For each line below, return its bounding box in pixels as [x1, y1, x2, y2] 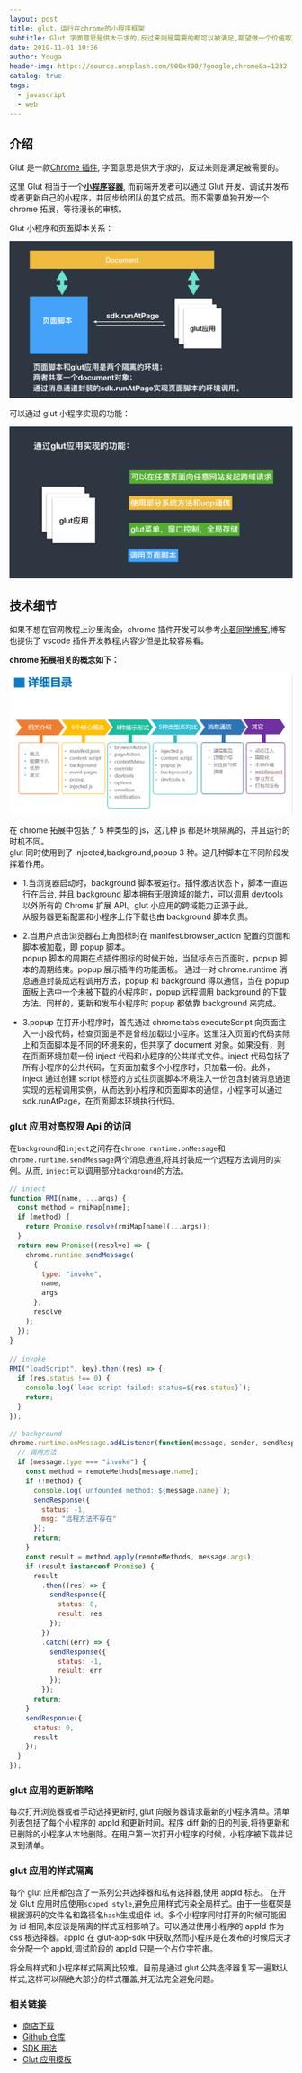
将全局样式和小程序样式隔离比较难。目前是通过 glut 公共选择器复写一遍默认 [9, 1961, 288, 1973]
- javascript [17, 90, 67, 99]
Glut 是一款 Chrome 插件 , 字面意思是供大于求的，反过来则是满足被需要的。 [9, 162, 283, 173]
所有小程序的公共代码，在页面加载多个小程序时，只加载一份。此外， [22, 1062, 275, 1073]
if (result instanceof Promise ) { [25, 1561, 155, 1571]
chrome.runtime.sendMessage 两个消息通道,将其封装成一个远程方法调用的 [9, 1154, 274, 1165]
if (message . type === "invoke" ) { [17, 1458, 147, 1467]
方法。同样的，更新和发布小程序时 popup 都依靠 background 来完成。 [22, 998, 281, 1009]
